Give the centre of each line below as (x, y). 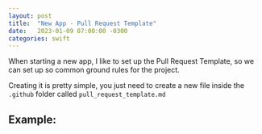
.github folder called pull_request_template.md (87, 94)
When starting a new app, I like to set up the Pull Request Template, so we (131, 61)
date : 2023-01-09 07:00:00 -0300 (68, 31)
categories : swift (39, 38)
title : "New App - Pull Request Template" (83, 23)
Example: (32, 119)
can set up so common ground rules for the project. (94, 70)
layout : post (30, 16)
